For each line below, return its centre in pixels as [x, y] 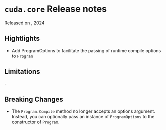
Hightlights [22, 38]
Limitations [22, 72]
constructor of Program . [36, 122]
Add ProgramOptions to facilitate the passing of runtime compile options [86, 50]
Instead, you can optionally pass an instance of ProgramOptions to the [83, 117]
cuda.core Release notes [56, 9]
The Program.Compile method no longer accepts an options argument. [83, 111]
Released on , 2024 [25, 23]
